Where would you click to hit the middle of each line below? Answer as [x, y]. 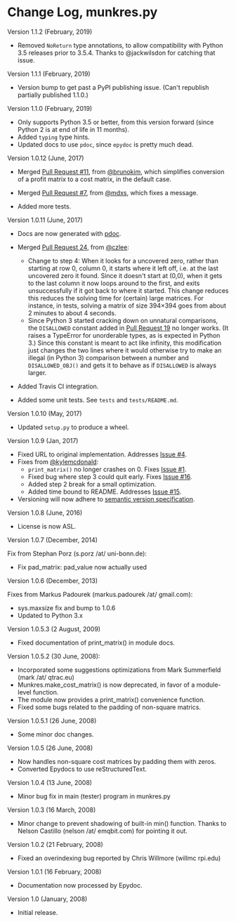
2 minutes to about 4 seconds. [72, 312]
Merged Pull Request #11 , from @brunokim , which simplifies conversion [121, 171]
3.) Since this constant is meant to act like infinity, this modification [125, 343]
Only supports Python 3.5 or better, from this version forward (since [116, 122]
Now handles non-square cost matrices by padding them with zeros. [117, 761]
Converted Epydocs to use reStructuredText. [82, 769]
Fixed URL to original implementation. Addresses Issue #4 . [102, 454]
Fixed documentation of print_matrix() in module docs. [96, 643]
